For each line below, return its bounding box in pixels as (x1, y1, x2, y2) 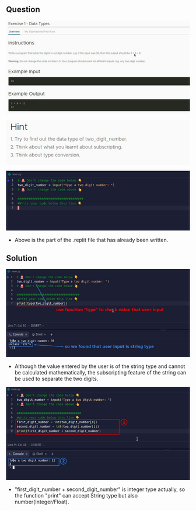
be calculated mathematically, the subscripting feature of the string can (14, 369, 187, 376)
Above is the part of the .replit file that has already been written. (14, 236, 169, 243)
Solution (6, 253, 37, 263)
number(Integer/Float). (14, 498, 69, 505)
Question (6, 5, 40, 15)
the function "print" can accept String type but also (14, 492, 138, 499)
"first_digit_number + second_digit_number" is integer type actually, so (14, 486, 185, 493)
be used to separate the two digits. (14, 375, 99, 382)
